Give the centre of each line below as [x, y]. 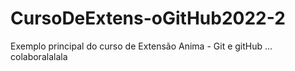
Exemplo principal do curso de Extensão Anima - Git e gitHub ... [141, 46]
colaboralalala [39, 56]
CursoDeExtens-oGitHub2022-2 [148, 18]
